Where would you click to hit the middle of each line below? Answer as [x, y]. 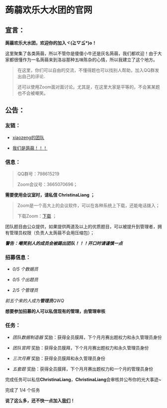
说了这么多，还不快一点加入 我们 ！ [40, 401]
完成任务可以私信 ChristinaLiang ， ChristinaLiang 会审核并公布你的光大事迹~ [83, 379]
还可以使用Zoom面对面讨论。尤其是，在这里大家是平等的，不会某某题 [88, 87]
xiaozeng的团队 [28, 137]
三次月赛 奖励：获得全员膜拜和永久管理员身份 [59, 358]
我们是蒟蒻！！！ [30, 148]
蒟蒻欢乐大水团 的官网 [49, 10]
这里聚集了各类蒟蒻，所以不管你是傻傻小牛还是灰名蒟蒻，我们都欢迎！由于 [81, 53]
